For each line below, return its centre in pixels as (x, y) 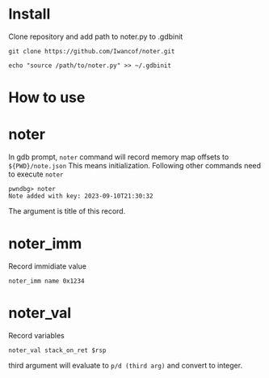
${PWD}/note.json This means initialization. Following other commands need (134, 166)
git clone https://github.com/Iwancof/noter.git (92, 51)
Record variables (36, 335)
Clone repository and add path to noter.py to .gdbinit (96, 36)
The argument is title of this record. (67, 211)
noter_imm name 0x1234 (46, 281)
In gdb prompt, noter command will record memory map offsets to (119, 157)
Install (29, 14)
